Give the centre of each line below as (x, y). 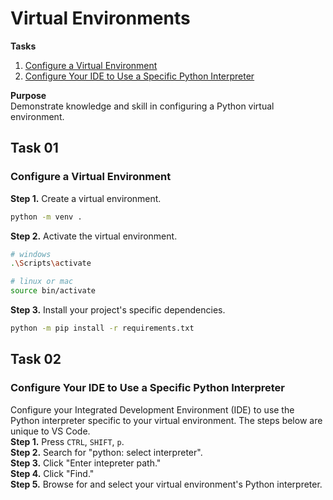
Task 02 (36, 359)
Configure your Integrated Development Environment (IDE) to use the (152, 409)
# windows (31, 254)
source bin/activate (53, 291)
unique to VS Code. (50, 431)
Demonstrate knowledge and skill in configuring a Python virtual (142, 106)
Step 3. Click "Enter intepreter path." (86, 463)
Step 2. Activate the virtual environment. (94, 236)
